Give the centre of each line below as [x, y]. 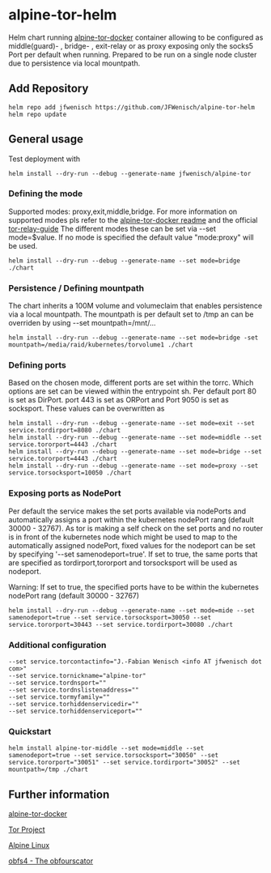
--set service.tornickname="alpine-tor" [78, 676]
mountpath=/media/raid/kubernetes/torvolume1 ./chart [101, 345]
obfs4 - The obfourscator [51, 861]
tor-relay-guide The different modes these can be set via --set [112, 228]
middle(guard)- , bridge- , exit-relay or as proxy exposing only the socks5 [131, 45]
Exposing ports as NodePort [65, 493]
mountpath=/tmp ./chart [49, 770]
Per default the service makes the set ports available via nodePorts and [127, 511]
